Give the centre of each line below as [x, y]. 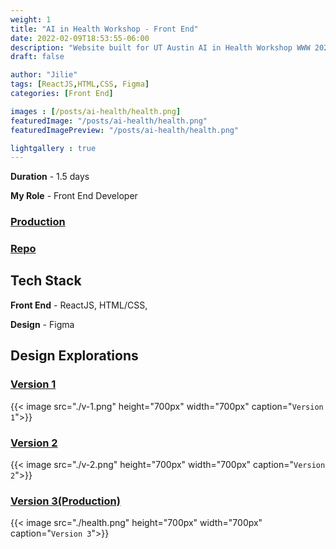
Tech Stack [46, 281]
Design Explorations [74, 356]
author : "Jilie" [44, 75]
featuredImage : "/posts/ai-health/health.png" [109, 121]
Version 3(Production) [65, 501]
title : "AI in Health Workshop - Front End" [104, 29]
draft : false [37, 57]
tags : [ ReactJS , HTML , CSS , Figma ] [80, 84]
